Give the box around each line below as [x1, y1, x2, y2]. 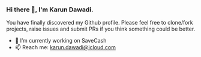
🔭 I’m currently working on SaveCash [14, 37, 107, 44]
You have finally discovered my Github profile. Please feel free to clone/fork [6, 19, 193, 26]
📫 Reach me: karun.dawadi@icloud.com [14, 44, 116, 51]
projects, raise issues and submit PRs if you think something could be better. [6, 25, 196, 32]
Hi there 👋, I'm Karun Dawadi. [6, 5, 94, 14]
